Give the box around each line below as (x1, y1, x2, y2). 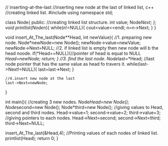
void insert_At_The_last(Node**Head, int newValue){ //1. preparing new (5, 35, 152, 40)
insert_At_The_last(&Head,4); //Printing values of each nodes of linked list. (5, 130, 159, 136)
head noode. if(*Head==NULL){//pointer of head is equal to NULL (5, 50, 141, 56)
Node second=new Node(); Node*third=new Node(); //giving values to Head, (5, 104, 163, 110)
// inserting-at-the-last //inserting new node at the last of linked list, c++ (5, 5, 154, 10)
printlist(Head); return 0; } (5, 135, 59, 141)
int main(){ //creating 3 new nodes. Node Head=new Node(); (5, 99, 129, 105)
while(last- (126, 61, 149, 67)
